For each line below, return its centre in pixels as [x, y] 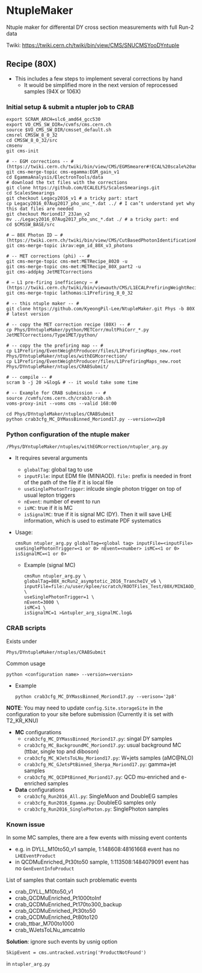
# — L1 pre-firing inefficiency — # [52, 283]
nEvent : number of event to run [62, 502]
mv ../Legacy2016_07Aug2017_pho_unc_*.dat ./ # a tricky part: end [93, 219]
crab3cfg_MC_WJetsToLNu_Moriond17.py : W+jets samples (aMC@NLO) [109, 758]
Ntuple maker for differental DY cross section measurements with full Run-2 [100, 27]
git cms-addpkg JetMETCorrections [50, 272]
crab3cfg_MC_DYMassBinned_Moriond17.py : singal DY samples [98, 738]
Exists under [22, 641]
